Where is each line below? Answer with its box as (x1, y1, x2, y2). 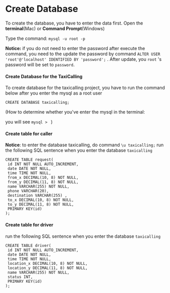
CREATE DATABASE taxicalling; (5, 100, 70, 105)
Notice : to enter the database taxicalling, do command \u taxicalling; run (5, 142, 164, 148)
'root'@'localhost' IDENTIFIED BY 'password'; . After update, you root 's (5, 56, 162, 62)
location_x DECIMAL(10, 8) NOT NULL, (7, 261, 88, 266)
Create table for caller (5, 130, 53, 137)
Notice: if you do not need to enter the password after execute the (5, 45, 145, 51)
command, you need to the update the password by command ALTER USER (5, 51, 161, 57)
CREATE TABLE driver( (5, 243, 52, 248)
